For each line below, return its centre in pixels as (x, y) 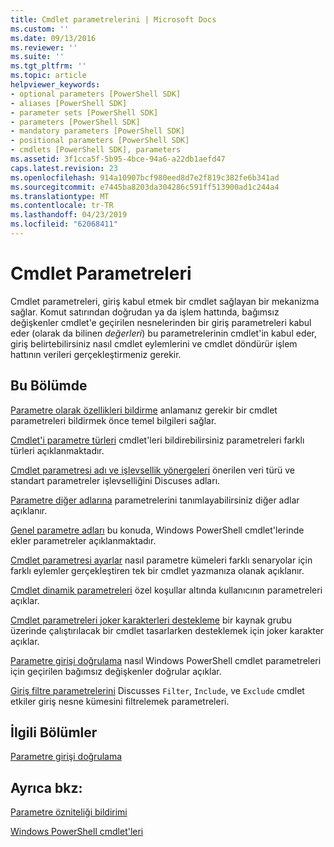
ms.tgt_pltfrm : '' (48, 66)
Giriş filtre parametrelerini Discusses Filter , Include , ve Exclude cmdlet (157, 690)
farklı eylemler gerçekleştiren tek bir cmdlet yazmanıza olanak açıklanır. (157, 570)
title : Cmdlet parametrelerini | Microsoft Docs (113, 19)
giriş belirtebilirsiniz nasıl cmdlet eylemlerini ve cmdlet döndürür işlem (154, 343)
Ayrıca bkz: (46, 787)
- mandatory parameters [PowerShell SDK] (98, 131)
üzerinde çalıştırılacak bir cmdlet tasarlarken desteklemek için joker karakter (167, 630)
